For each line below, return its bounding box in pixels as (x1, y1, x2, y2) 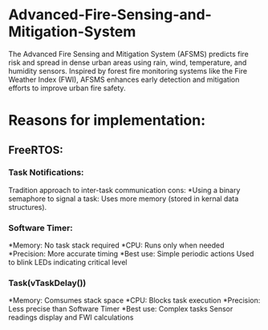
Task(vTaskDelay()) (8, 278, 87, 289)
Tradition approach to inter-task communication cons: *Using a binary (8, 185, 241, 195)
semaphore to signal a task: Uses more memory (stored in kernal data (8, 194, 239, 203)
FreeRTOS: (8, 143, 64, 157)
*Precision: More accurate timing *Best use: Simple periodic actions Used (8, 249, 254, 259)
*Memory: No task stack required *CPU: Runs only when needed (8, 240, 225, 250)
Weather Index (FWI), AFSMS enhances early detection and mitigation (8, 74, 240, 84)
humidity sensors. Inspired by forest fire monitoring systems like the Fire (8, 66, 247, 75)
